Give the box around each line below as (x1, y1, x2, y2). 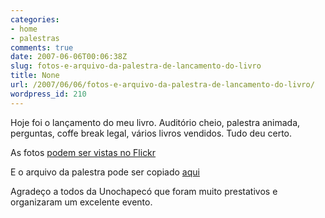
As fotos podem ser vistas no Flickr (10, 146, 157, 158)
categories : (10, 14, 60, 25)
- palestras (10, 33, 60, 43)
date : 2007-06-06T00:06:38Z (10, 52, 128, 62)
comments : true (10, 42, 74, 53)
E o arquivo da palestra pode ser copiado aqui (10, 166, 200, 178)
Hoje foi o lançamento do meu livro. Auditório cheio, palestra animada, (10, 116, 301, 128)
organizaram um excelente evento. (10, 196, 153, 208)
